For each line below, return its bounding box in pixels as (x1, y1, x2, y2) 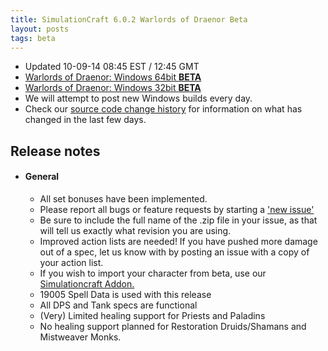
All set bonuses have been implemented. (39, 192, 208, 205)
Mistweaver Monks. (39, 331, 122, 343)
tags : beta (10, 33, 56, 43)
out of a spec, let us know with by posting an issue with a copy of (39, 246, 310, 258)
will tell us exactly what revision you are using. (39, 224, 232, 236)
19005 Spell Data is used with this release (39, 288, 212, 300)
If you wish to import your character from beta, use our (39, 267, 267, 279)
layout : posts (10, 24, 70, 34)
